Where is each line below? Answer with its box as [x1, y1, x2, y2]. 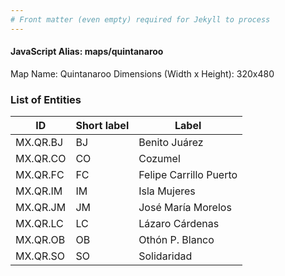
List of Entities [10, 92, 82, 106]
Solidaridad [138, 249, 193, 263]
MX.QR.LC [15, 217, 64, 231]
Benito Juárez [138, 136, 204, 150]
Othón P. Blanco [138, 233, 215, 247]
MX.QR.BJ [15, 136, 64, 150]
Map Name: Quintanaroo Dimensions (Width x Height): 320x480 [10, 67, 275, 80]
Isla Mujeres [138, 184, 196, 198]
